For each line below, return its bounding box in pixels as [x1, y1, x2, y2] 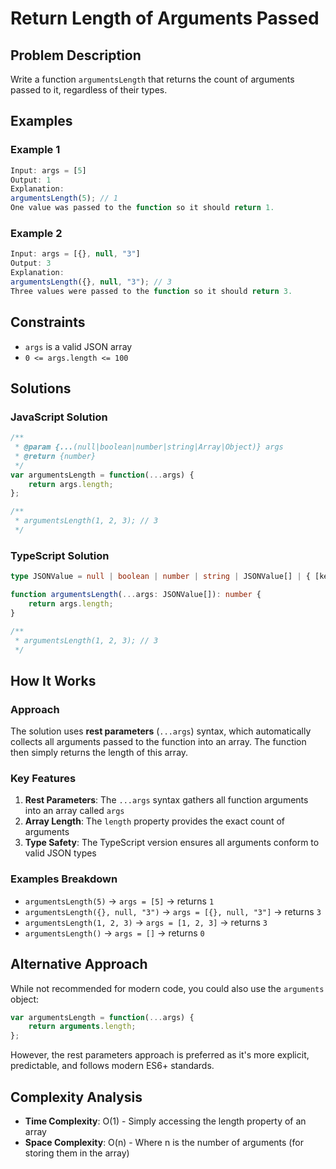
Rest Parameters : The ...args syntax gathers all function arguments [24, 794, 309, 806]
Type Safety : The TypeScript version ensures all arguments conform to [24, 837, 320, 849]
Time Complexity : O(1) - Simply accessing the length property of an [24, 1115, 307, 1127]
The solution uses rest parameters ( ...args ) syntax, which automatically [10, 725, 312, 737]
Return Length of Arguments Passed [10, 7, 320, 30]
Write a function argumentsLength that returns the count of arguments [10, 73, 295, 85]
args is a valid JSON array [24, 340, 133, 352]
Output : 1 [10, 175, 52, 185]
